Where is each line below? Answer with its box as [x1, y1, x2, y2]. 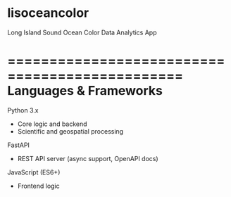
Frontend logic [17, 182, 60, 190]
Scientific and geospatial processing [17, 127, 124, 135]
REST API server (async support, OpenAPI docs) [17, 154, 158, 163]
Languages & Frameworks [7, 83, 163, 99]
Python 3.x [7, 106, 39, 114]
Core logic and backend [17, 120, 87, 128]
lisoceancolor [7, 5, 89, 21]
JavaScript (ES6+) [7, 167, 61, 177]
